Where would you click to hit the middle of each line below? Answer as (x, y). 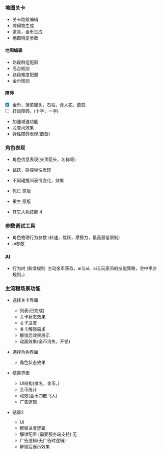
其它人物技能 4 (27, 212)
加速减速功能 (25, 121)
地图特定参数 (25, 38)
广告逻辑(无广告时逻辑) (43, 441)
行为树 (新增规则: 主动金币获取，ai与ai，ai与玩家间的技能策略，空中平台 (84, 268)
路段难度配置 (25, 75)
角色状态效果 (32, 362)
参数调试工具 (20, 226)
